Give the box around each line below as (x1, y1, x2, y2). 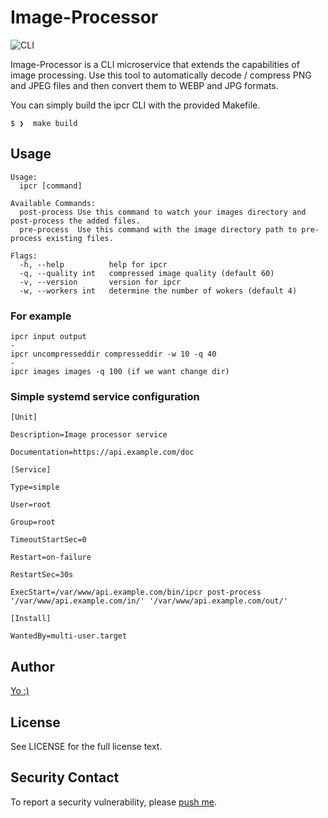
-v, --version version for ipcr (19, 277, 182, 287)
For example (10, 309, 72, 323)
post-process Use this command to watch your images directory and (19, 207, 307, 217)
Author (10, 658, 55, 675)
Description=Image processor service (10, 430, 168, 440)
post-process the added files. (10, 216, 141, 226)
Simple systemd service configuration (10, 389, 200, 403)
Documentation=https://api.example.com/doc (10, 447, 195, 458)
